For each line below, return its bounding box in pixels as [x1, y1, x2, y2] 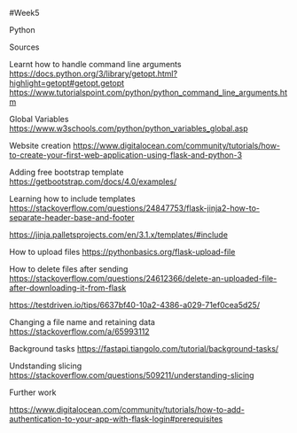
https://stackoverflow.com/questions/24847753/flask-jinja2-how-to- [9, 203, 260, 213]
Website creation [9, 141, 71, 151]
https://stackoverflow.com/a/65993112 [9, 327, 150, 336]
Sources [9, 42, 40, 52]
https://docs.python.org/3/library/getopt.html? [9, 68, 178, 79]
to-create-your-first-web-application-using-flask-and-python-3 [9, 150, 242, 160]
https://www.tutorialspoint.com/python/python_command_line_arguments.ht [9, 88, 288, 97]
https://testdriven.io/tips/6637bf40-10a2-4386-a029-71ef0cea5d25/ [9, 300, 260, 310]
